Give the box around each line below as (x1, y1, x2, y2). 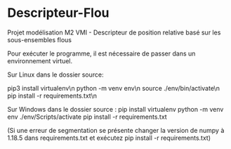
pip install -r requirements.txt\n (7, 91, 97, 100)
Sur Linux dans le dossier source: (7, 70, 104, 79)
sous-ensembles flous (7, 35, 72, 44)
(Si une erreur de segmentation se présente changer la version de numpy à (7, 126, 225, 134)
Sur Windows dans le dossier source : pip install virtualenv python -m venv (7, 105, 224, 113)
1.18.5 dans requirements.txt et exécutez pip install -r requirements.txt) (7, 134, 211, 142)
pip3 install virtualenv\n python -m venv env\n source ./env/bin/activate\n (7, 84, 220, 92)
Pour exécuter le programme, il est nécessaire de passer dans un (7, 49, 196, 58)
